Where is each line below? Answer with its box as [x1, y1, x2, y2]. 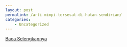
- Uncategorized [14, 21, 49, 27]
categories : [5, 17, 31, 22]
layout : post [5, 7, 33, 13]
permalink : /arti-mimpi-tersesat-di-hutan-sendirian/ [5, 12, 122, 17]
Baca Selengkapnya [5, 36, 47, 42]
